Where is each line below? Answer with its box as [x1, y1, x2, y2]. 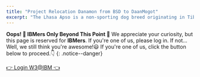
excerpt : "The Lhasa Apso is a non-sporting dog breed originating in [6, 14, 185, 20]
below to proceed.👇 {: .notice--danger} [6, 50, 103, 57]
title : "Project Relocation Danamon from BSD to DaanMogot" [6, 8, 159, 15]
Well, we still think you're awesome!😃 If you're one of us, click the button [6, 43, 186, 50]
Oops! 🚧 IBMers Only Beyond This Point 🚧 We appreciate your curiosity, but [6, 30, 193, 37]
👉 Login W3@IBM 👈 [6, 63, 61, 71]
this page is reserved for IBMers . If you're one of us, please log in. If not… [6, 37, 187, 44]
